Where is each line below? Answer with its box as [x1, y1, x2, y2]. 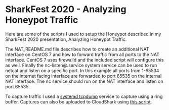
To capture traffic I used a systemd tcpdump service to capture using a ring [5, 93, 163, 99]
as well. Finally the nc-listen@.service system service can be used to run [5, 62, 157, 68]
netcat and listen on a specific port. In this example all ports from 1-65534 [5, 67, 159, 74]
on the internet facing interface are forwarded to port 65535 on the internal [5, 73, 162, 79]
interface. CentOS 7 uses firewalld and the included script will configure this [5, 57, 164, 63]
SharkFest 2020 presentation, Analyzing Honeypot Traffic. [5, 36, 127, 42]
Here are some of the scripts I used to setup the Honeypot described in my [5, 31, 161, 37]
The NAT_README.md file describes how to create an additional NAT [5, 46, 149, 52]
